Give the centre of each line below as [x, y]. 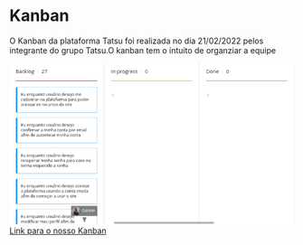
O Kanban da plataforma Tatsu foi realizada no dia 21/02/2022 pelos [137, 41]
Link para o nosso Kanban [58, 231]
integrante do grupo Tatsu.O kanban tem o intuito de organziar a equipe [143, 50]
